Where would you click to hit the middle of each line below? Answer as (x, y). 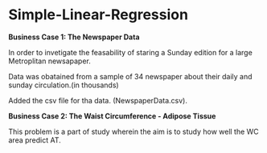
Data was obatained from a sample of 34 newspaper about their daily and (130, 76)
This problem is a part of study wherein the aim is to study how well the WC (133, 131)
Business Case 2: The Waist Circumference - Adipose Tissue (112, 116)
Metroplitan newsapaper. (49, 61)
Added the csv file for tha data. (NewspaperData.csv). (98, 100)
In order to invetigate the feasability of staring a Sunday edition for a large (131, 52)
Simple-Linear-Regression (99, 15)
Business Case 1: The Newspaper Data (74, 37)
